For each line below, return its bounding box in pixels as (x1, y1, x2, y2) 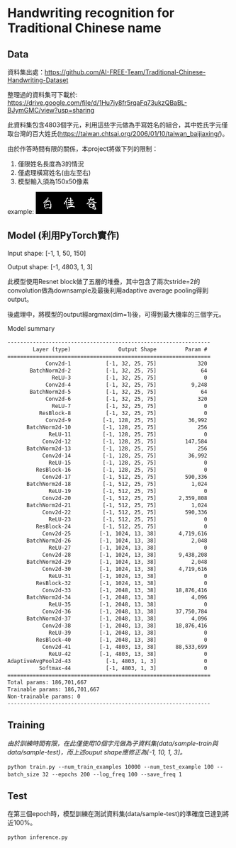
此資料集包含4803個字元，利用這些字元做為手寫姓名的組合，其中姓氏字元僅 (7, 120, 228, 129)
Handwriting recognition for (7, 5, 175, 21)
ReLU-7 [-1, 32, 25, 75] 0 (52, 402, 208, 409)
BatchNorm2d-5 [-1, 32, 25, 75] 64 (29, 388, 208, 395)
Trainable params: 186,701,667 (7, 686, 100, 693)
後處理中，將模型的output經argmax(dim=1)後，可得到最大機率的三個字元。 (7, 310, 225, 318)
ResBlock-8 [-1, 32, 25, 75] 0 (38, 409, 208, 417)
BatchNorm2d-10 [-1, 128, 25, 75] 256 (26, 424, 208, 431)
